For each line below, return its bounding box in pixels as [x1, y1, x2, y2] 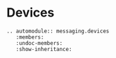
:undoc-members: [15, 39, 63, 46]
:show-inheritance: [15, 46, 72, 52]
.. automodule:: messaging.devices [6, 28, 110, 35]
